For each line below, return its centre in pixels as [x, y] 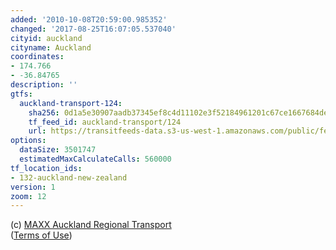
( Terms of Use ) [41, 235]
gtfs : [21, 94]
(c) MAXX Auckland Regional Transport [91, 225]
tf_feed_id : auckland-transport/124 [105, 122]
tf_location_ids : [46, 168]
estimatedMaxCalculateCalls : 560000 [95, 159]
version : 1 [33, 187]
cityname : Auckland [51, 47]
